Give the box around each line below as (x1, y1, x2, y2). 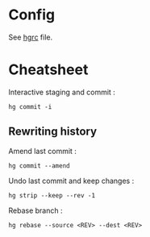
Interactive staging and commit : (8, 87, 115, 97)
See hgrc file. (8, 32, 53, 42)
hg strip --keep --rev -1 (8, 191, 95, 199)
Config (8, 6, 55, 24)
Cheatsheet (8, 60, 89, 79)
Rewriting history (8, 125, 98, 139)
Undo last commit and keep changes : (8, 176, 135, 185)
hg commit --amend (8, 161, 70, 170)
